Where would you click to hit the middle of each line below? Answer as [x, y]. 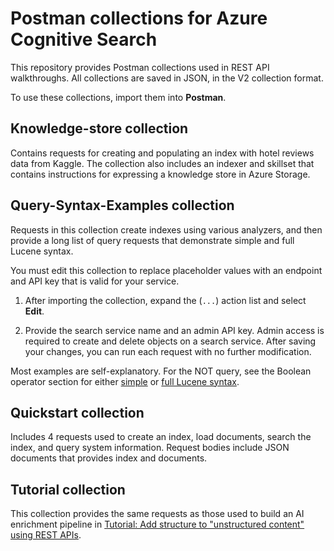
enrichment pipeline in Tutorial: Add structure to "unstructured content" [157, 524]
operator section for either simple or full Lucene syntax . [125, 381]
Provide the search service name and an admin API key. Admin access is [174, 330]
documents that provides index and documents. [109, 458]
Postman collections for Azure [139, 18]
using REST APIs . [46, 535]
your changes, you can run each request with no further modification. [168, 351]
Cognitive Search [84, 39]
